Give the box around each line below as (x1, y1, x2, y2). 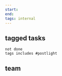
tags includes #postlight (5, 51, 57, 56)
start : (5, 7, 18, 12)
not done (5, 47, 23, 52)
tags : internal (5, 16, 36, 21)
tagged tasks (5, 34, 46, 42)
